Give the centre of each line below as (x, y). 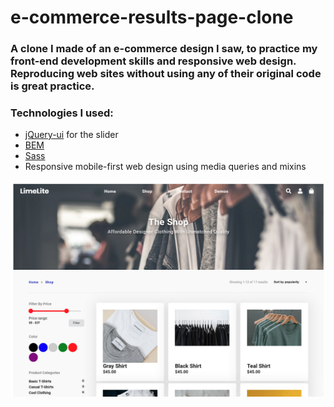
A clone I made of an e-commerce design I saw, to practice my (164, 49)
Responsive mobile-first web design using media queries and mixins (165, 167)
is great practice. (52, 86)
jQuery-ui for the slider (71, 135)
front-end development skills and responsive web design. (153, 61)
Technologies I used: (62, 113)
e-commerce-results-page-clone (152, 17)
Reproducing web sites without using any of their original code (166, 74)
